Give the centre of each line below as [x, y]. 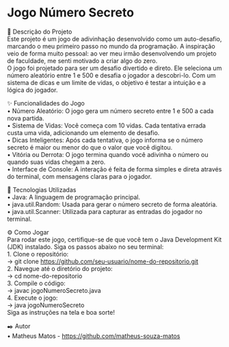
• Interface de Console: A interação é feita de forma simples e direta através [114, 169]
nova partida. [26, 118]
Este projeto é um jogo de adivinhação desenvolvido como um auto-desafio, [114, 38]
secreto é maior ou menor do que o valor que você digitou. [90, 147]
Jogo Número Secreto [71, 13]
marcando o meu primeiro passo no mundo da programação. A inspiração [111, 46]
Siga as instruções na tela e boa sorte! [61, 312]
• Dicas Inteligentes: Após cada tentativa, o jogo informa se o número [105, 140]
